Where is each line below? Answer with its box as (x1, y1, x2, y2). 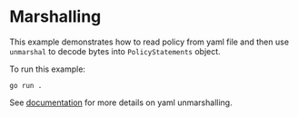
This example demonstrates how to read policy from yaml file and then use (9, 36, 289, 47)
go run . (9, 81, 43, 90)
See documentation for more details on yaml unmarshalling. (9, 97, 233, 108)
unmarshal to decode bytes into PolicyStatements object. (9, 45, 221, 56)
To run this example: (9, 63, 86, 74)
